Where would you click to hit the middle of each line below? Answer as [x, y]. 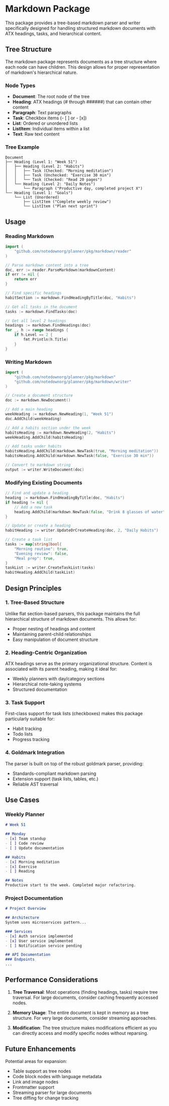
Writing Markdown [28, 362]
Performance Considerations [52, 980]
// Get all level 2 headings [36, 321]
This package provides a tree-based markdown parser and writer [73, 23]
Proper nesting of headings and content [54, 629]
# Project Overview [26, 909]
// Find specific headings [33, 293]
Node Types [20, 85]
